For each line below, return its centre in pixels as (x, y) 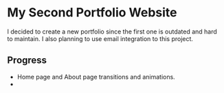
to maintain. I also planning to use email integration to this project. (100, 38)
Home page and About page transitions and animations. (96, 77)
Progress (27, 61)
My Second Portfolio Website (92, 13)
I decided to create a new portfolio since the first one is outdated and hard (112, 31)
